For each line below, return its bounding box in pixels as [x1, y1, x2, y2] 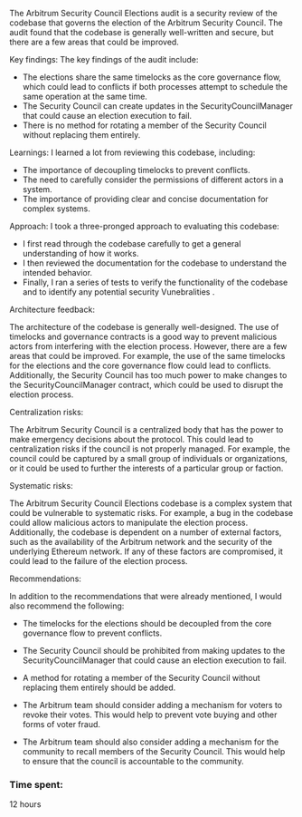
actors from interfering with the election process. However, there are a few [9, 341, 288, 352]
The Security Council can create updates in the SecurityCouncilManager [22, 101, 294, 112]
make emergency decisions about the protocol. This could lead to [9, 434, 254, 444]
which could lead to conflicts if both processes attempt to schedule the [22, 82, 288, 92]
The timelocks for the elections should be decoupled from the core [22, 618, 272, 628]
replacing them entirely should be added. [22, 682, 176, 693]
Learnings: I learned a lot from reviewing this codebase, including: [9, 147, 256, 158]
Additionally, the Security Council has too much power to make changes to [9, 370, 288, 380]
